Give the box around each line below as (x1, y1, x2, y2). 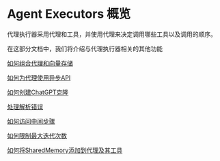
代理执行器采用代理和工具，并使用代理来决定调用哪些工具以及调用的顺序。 (7, 30, 217, 38)
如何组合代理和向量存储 (7, 59, 73, 67)
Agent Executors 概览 (7, 6, 131, 22)
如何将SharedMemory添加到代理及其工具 (7, 146, 123, 154)
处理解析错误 (7, 102, 43, 111)
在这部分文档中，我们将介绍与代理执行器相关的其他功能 (7, 44, 163, 53)
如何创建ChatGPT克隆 (7, 88, 69, 96)
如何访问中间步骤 (7, 117, 55, 125)
